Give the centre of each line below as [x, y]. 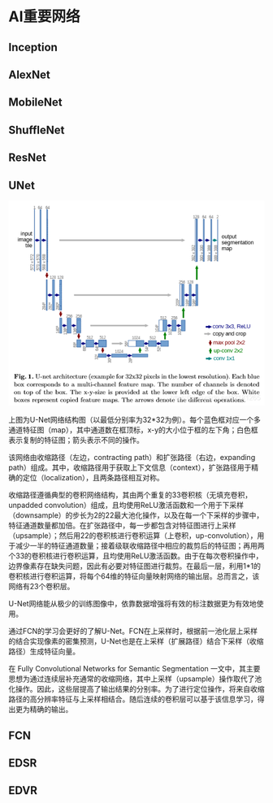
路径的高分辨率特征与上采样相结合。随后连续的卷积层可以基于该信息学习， [133, 699]
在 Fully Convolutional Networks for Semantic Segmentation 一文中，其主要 [134, 669]
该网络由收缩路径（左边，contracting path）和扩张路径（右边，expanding [132, 458]
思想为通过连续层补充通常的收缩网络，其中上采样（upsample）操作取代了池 [135, 679]
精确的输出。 [51, 710]
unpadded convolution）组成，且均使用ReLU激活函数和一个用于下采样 [126, 506]
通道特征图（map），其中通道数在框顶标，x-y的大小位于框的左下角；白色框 [133, 430]
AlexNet [29, 74]
